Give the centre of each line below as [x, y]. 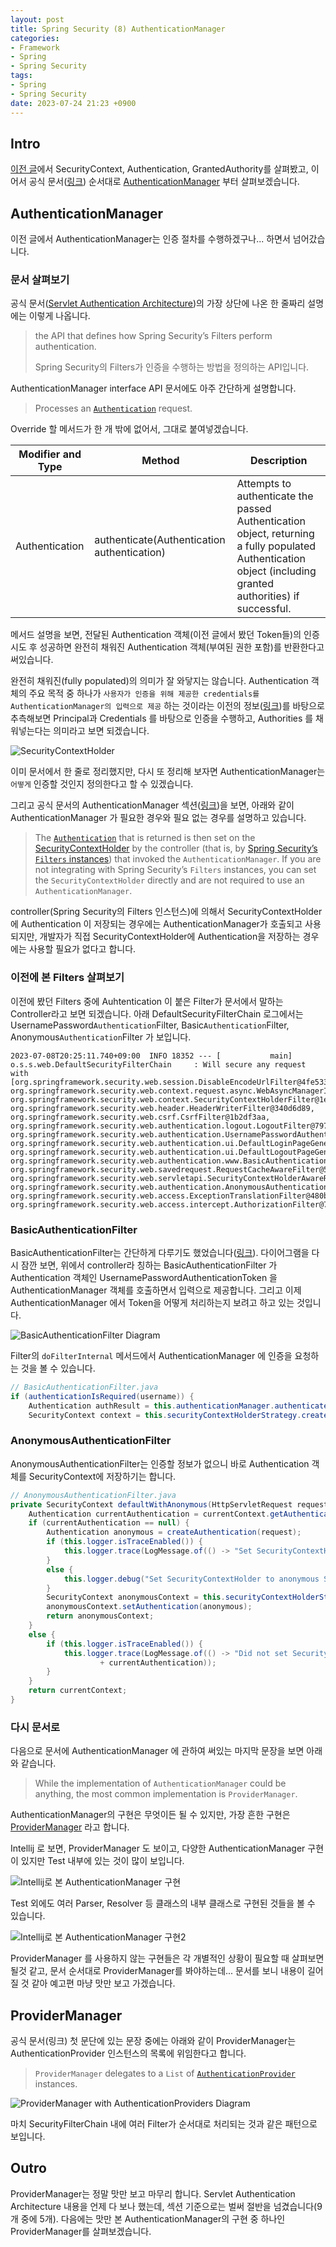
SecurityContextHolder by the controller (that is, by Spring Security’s [176, 848]
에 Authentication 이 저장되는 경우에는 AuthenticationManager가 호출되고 [156, 924]
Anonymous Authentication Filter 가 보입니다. [101, 1037]
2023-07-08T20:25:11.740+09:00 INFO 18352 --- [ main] [151, 1056]
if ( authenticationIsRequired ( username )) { [102, 1396]
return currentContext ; [78, 1691]
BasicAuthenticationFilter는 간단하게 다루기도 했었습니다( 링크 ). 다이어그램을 [160, 1253]
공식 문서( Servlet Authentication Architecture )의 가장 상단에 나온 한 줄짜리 [158, 303]
